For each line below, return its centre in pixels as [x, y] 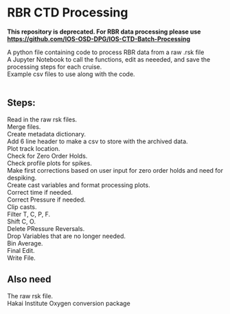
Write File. [21, 258]
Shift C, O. [22, 221]
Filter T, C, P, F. [28, 214]
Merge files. [24, 126]
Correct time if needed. [40, 192]
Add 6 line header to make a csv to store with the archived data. [97, 141]
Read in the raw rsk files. [42, 119]
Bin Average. [25, 243]
